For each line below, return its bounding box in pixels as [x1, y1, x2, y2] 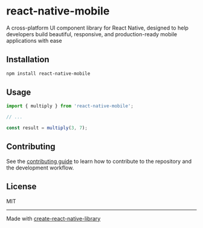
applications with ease [6, 37, 62, 44]
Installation [6, 54, 50, 65]
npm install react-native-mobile [6, 71, 91, 77]
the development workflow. [6, 164, 74, 171]
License [6, 182, 37, 192]
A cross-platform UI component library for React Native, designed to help [6, 24, 189, 31]
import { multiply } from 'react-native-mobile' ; [6, 103, 134, 109]
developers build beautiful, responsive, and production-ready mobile [6, 30, 178, 37]
